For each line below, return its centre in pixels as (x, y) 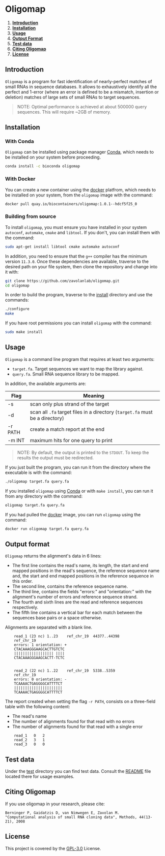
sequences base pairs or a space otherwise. (57, 618)
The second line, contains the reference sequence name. (70, 586)
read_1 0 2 (29, 736)
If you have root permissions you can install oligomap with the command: (79, 323)
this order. (22, 581)
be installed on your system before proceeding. (53, 157)
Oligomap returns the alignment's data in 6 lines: (53, 556)
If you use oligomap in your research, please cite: (55, 804)
